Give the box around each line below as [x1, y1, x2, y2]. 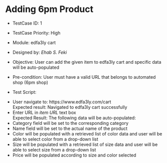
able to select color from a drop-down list [12, 136, 99, 142]
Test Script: [12, 89, 37, 95]
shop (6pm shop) [12, 79, 49, 85]
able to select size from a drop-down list [12, 146, 96, 152]
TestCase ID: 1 [12, 20, 42, 26]
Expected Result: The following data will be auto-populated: [12, 114, 136, 121]
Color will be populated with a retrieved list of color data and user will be [12, 130, 162, 136]
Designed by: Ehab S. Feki [12, 49, 67, 55]
